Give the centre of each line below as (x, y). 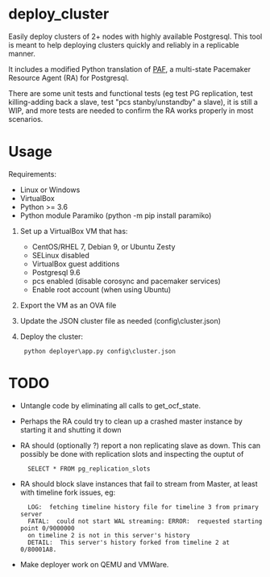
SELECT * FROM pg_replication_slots (89, 469)
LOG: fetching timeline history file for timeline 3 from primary (143, 507)
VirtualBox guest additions (76, 264)
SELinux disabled (61, 255)
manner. (22, 53)
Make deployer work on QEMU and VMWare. (94, 564)
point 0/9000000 (47, 528)
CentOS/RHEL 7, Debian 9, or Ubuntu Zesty (104, 246)
